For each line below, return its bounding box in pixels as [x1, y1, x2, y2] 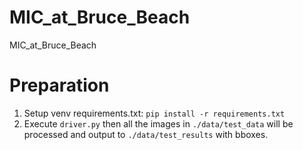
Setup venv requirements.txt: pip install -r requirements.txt [23, 107, 286, 119]
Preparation [9, 74, 110, 97]
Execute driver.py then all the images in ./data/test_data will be [23, 117, 294, 130]
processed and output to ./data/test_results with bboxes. [23, 128, 269, 140]
